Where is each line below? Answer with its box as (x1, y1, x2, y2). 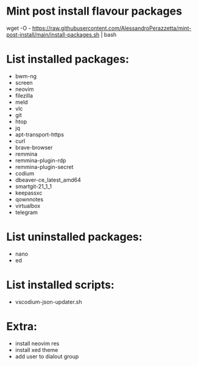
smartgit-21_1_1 (15, 182, 52, 190)
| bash (101, 30, 117, 38)
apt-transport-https (15, 131, 64, 138)
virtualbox (15, 202, 41, 209)
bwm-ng (15, 72, 37, 80)
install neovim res (15, 340, 60, 347)
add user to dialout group (15, 353, 79, 360)
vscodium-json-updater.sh (15, 298, 82, 306)
